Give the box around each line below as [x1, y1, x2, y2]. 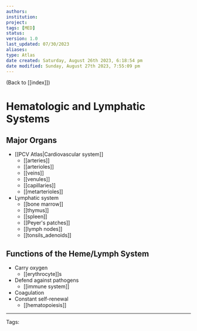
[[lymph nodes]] [23, 226, 63, 233]
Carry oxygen [14, 264, 48, 271]
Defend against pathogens [14, 277, 79, 284]
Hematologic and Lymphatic [6, 100, 145, 113]
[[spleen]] [23, 213, 47, 220]
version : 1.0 [6, 36, 38, 42]
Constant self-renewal [14, 295, 69, 302]
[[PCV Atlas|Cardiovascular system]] [14, 151, 104, 158]
